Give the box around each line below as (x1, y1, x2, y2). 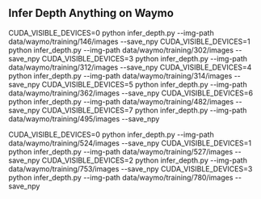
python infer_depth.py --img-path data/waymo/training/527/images (8, 146, 234, 156)
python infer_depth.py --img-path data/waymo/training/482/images (8, 96, 234, 106)
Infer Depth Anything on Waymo (8, 6, 174, 20)
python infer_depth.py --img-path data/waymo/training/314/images (8, 70, 233, 80)
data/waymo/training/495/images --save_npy (8, 113, 160, 124)
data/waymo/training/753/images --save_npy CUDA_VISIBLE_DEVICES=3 (8, 163, 253, 173)
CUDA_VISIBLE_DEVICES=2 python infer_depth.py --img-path (41, 155, 248, 165)
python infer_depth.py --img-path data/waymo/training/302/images (8, 44, 234, 55)
